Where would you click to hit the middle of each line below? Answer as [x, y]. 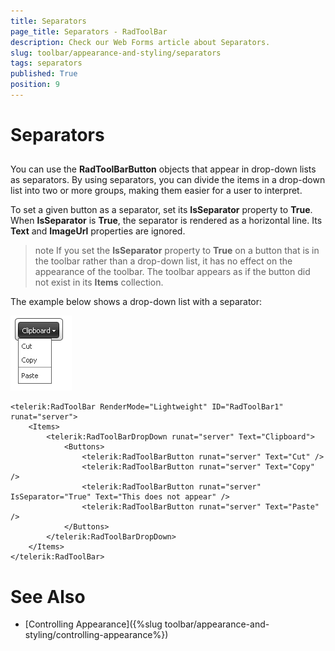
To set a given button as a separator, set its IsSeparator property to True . [161, 210]
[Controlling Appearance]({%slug [93, 624]
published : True [44, 74]
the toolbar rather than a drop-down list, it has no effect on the [163, 261]
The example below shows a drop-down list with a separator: [136, 302]
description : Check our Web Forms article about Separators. [140, 42]
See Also [48, 596]
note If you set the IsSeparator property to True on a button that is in [177, 251]
